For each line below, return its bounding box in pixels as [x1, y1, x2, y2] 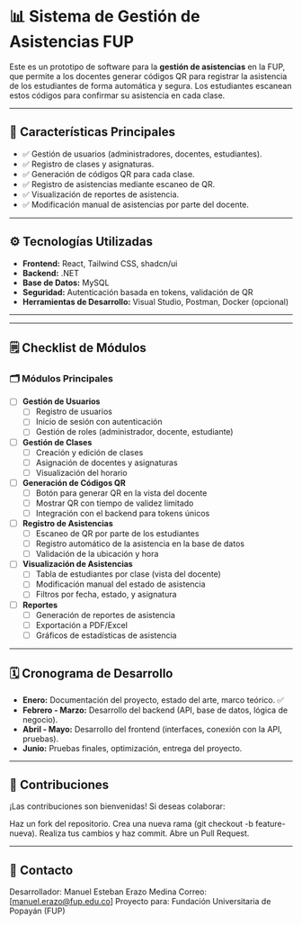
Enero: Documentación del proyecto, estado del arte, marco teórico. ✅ [22, 694, 285, 705]
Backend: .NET [22, 267, 79, 278]
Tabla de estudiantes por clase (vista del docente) [35, 569, 222, 579]
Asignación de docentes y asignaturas [35, 457, 178, 468]
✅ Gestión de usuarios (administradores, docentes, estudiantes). [22, 148, 262, 159]
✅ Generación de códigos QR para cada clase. [22, 168, 195, 179]
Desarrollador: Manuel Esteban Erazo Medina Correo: [9, 886, 208, 897]
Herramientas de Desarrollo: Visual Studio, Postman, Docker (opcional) [22, 296, 289, 307]
